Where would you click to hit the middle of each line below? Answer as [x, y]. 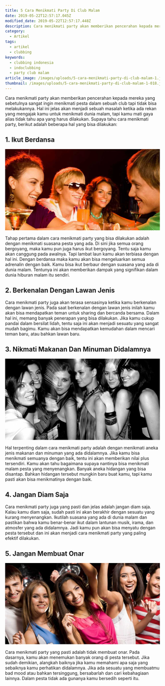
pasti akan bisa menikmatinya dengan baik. [49, 479]
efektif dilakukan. [23, 538]
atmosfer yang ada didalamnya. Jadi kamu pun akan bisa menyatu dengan [80, 527]
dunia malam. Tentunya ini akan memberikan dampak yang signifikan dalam [82, 270]
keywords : [15, 57]
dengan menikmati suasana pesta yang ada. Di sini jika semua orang [74, 243]
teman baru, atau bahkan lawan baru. [43, 334]
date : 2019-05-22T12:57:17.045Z [38, 16]
